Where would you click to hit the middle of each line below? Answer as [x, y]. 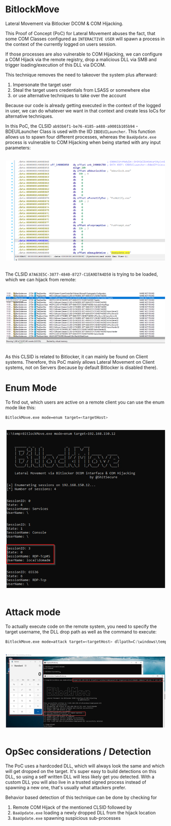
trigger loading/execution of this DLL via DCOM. [55, 65]
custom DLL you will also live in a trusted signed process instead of [76, 782]
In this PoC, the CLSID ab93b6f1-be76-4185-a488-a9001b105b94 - [72, 126]
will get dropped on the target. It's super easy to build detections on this [81, 771]
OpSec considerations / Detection [78, 752]
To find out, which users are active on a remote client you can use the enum [85, 402]
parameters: [18, 148]
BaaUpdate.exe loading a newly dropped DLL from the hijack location [84, 812]
